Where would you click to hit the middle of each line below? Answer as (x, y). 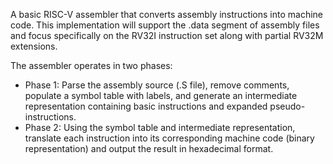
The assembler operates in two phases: (91, 65)
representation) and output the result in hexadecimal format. (149, 148)
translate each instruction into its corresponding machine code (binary (169, 138)
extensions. (34, 46)
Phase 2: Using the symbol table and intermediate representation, (160, 127)
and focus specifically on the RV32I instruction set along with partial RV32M (167, 35)
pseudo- (287, 106)
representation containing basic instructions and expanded (146, 106)
